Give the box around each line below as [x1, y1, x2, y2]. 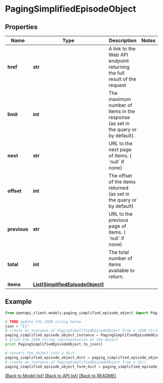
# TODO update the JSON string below [5, 319, 81, 324]
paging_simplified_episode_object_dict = [5, 355, 90, 360]
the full [108, 70, 125, 76]
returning [108, 64, 130, 70]
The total [108, 249, 129, 256]
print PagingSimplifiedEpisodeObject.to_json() [5, 342, 103, 347]
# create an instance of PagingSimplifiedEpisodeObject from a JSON [5, 328, 147, 333]
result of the [108, 76, 137, 82]
